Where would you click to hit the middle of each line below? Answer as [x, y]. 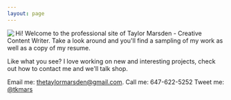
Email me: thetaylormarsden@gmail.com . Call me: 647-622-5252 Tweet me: [116, 82]
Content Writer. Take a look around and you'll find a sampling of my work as [115, 40]
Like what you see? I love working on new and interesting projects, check [111, 61]
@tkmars [20, 89]
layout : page [26, 13]
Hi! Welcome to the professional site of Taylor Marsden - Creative [109, 33]
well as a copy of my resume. [49, 48]
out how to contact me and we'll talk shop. [67, 68]
